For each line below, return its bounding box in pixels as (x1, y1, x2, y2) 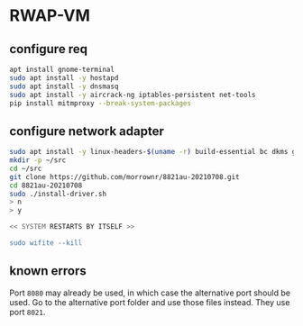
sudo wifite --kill (9, 239, 83, 248)
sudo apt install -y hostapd (9, 73, 119, 82)
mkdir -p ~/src (9, 156, 67, 165)
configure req (9, 41, 88, 57)
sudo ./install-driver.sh (9, 189, 106, 198)
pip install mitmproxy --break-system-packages (9, 98, 192, 108)
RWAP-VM (9, 5, 90, 26)
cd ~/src (9, 164, 42, 173)
